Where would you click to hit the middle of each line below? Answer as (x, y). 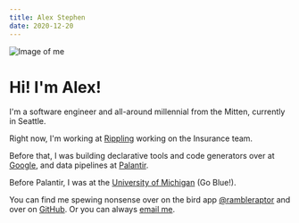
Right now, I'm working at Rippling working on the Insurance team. (131, 138)
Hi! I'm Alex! (55, 87)
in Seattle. (28, 121)
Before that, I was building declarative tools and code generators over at (142, 156)
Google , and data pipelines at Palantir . (79, 165)
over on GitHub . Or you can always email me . (92, 210)
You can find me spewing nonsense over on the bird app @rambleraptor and (150, 200)
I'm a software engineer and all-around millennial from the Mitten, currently (147, 111)
